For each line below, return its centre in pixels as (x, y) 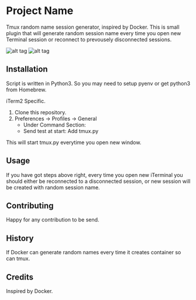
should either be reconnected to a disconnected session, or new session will (98, 181)
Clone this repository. (40, 112)
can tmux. (18, 258)
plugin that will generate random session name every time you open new (94, 33)
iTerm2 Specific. (26, 101)
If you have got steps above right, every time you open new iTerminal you (94, 175)
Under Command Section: (54, 125)
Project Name (40, 11)
